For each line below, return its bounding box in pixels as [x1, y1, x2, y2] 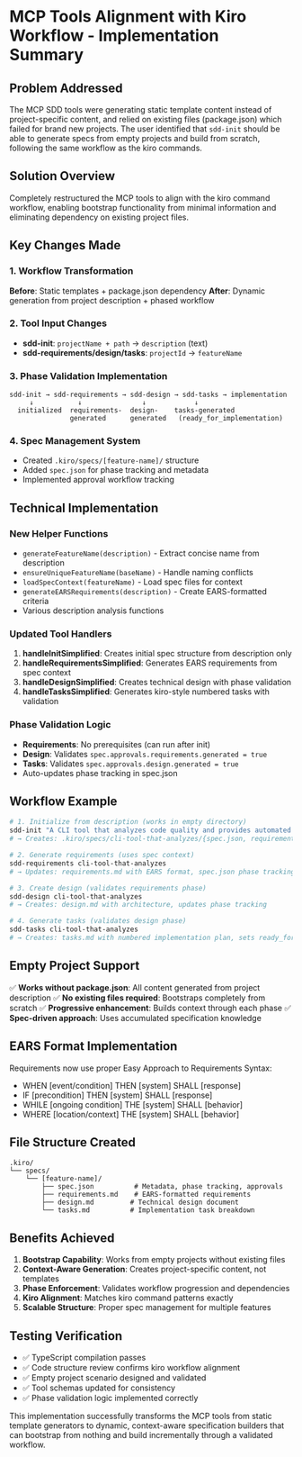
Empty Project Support [9, 958, 140, 973]
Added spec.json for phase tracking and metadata [22, 465, 209, 475]
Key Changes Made [9, 238, 121, 253]
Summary [9, 45, 84, 65]
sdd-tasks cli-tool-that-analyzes [9, 925, 139, 934]
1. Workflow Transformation [9, 265, 134, 277]
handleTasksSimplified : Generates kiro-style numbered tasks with [22, 686, 270, 697]
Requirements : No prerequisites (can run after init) [22, 738, 211, 749]
